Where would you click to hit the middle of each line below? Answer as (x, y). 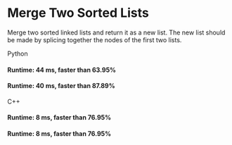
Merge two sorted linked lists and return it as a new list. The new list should (116, 32)
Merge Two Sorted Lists (78, 13)
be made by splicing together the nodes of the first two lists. (95, 39)
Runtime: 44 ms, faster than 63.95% (62, 70)
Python (18, 53)
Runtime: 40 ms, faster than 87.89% (61, 86)
